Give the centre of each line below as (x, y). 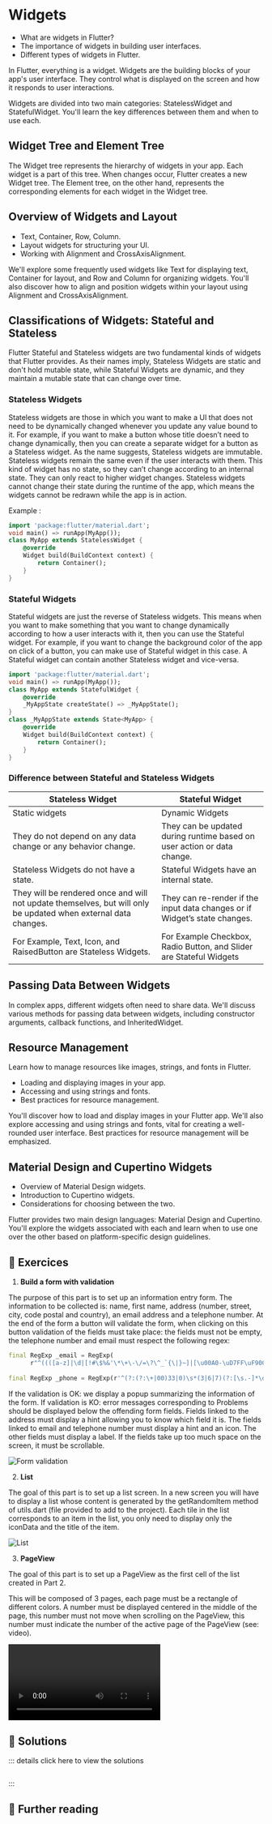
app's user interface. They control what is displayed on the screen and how (134, 79)
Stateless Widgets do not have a (74, 869)
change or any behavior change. (74, 846)
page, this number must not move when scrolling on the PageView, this (127, 1616)
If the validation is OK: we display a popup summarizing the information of (132, 1394)
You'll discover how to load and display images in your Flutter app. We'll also (136, 1115)
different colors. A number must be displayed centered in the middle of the (133, 1607)
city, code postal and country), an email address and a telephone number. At (136, 1315)
